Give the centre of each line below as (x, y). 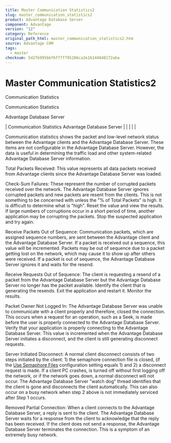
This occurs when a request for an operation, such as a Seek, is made (79, 317)
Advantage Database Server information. (48, 159)
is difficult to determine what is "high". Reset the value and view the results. (85, 206)
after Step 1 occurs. (26, 398)
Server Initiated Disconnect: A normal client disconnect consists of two (80, 354)
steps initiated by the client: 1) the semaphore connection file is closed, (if (83, 360)
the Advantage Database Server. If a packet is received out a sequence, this (85, 243)
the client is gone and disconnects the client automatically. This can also (81, 387)
